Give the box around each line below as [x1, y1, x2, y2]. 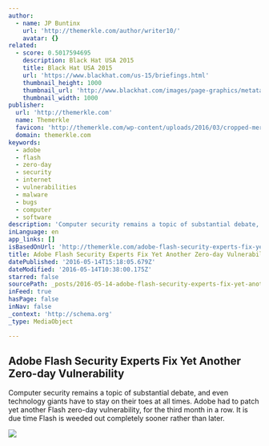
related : [8, 42, 38, 50]
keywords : [8, 138, 42, 147]
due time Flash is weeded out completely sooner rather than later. [8, 414, 226, 424]
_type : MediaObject [8, 318, 74, 326]
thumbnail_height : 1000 [22, 79, 102, 87]
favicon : [15, 124, 45, 132]
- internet [15, 176, 52, 184]
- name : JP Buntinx [15, 19, 81, 27]
